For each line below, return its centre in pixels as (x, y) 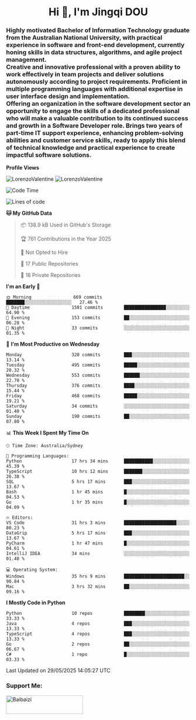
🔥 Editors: (20, 518)
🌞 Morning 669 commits (54, 298)
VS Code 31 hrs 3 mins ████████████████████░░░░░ (98, 523)
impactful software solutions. (49, 155)
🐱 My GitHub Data (29, 213)
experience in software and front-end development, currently (95, 45)
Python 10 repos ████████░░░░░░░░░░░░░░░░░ (98, 613)
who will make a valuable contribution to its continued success (97, 119)
